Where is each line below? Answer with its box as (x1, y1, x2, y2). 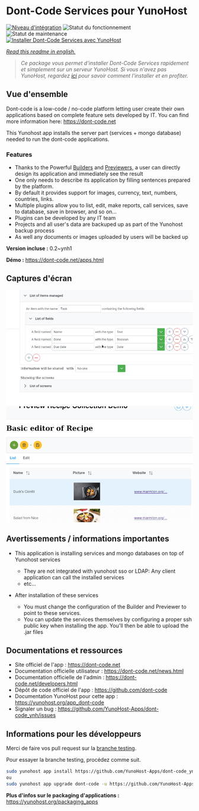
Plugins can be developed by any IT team (14, 214, 116, 222)
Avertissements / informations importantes (6, 534, 169, 544)
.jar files (23, 628, 43, 635)
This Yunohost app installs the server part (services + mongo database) (6, 129, 182, 136)
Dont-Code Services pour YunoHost (6, 4, 188, 18)
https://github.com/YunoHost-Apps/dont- (57, 705, 159, 712)
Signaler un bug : (14, 705, 57, 712)
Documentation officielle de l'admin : (14, 674, 105, 681)
